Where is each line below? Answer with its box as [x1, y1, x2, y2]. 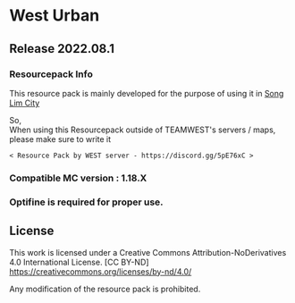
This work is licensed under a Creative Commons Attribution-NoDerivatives [9, 247, 287, 257]
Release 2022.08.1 [9, 41, 114, 56]
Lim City [9, 97, 40, 108]
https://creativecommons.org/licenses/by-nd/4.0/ [9, 265, 192, 277]
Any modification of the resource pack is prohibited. [9, 283, 201, 294]
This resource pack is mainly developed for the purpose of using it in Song [9, 88, 284, 98]
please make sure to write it [9, 133, 112, 144]
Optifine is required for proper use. [9, 196, 164, 208]
